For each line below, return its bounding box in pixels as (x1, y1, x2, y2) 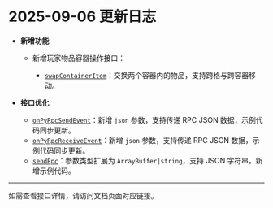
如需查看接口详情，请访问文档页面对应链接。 (8, 190, 158, 200)
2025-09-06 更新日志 (8, 7, 157, 26)
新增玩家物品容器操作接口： (32, 53, 126, 63)
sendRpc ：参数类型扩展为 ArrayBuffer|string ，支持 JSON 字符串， (32, 155, 256, 165)
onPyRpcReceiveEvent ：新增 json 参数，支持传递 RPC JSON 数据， (32, 135, 253, 145)
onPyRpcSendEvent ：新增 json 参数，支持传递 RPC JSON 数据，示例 (32, 115, 256, 124)
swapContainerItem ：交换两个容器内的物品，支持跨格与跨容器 (44, 70, 249, 80)
